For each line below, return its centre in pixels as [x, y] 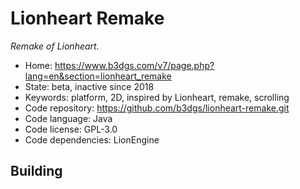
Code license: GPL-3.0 [71, 129]
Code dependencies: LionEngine [92, 139]
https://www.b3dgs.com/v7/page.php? [134, 65]
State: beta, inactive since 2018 [89, 86]
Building [36, 171]
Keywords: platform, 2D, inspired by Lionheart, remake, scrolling [157, 97]
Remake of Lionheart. [55, 46]
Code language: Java [68, 118]
